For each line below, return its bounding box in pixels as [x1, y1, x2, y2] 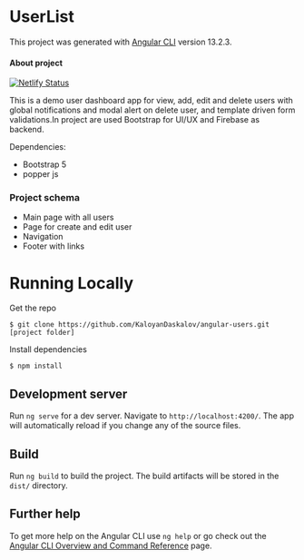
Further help [9, 506, 82, 522]
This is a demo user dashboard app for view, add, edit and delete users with [9, 95, 293, 106]
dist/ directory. [9, 480, 68, 491]
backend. [9, 124, 44, 135]
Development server [9, 386, 128, 401]
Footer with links [22, 241, 84, 251]
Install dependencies [9, 344, 88, 355]
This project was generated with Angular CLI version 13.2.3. [9, 36, 232, 47]
